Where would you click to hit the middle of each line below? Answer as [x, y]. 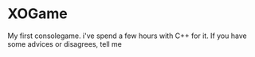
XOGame [38, 14]
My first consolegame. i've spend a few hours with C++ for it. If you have [127, 36]
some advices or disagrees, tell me [65, 44]
